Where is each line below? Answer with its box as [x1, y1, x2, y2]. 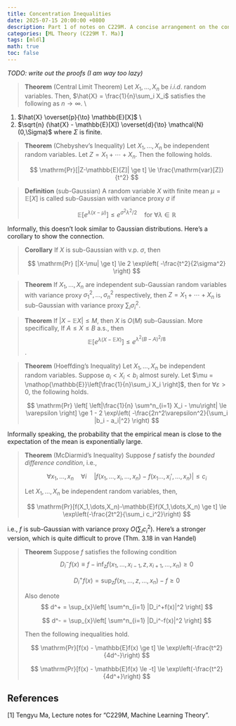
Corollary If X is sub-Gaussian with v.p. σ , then [24, 246, 161, 254]
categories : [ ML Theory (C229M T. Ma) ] [7, 30, 124, 37]
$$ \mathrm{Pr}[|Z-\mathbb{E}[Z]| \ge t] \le [29, 166, 156, 174]
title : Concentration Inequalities [7, 10, 112, 18]
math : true [7, 43, 39, 50]
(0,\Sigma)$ [17, 127, 53, 136]
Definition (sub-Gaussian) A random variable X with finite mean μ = [24, 187, 221, 196]
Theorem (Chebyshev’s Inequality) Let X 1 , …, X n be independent [24, 141, 209, 151]
